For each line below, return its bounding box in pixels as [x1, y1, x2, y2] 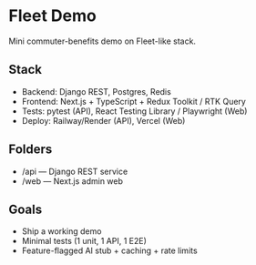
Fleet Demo [8, 5, 97, 26]
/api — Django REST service [21, 166, 128, 177]
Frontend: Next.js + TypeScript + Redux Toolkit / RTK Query [21, 96, 247, 107]
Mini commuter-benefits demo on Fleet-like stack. [8, 36, 197, 46]
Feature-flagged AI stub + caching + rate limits [21, 245, 198, 256]
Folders [8, 142, 53, 158]
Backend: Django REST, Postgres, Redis [21, 86, 172, 97]
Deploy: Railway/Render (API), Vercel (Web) [21, 115, 186, 126]
